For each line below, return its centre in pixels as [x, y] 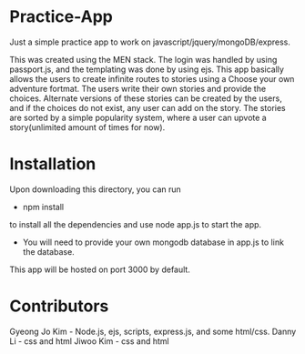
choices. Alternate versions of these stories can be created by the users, [146, 98]
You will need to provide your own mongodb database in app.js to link [153, 242]
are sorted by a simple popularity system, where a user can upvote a [138, 117]
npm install [43, 207]
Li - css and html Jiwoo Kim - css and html [90, 341]
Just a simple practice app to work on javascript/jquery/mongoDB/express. [150, 42]
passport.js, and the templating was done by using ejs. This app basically [147, 69]
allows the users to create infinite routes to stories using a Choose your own [152, 78]
